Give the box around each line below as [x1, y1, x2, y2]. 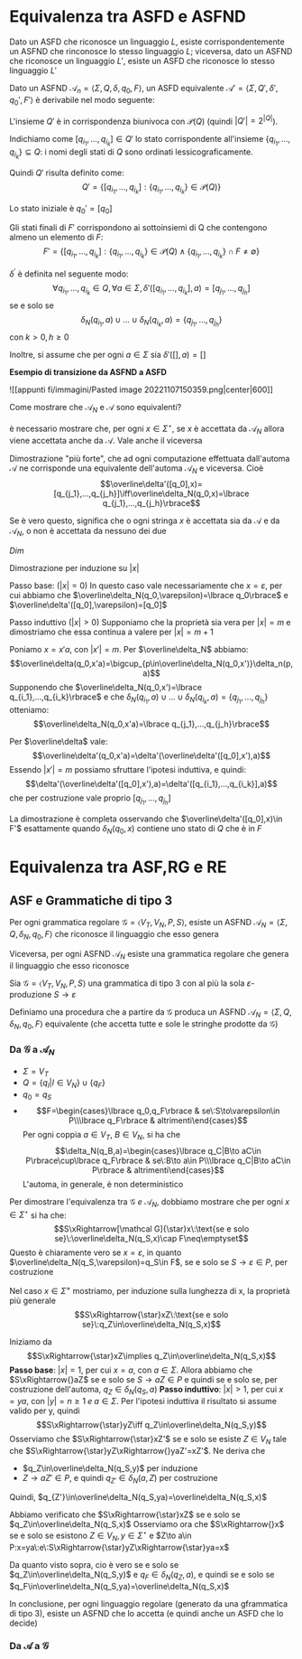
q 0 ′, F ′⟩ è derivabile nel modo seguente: [9, 94, 155, 108]
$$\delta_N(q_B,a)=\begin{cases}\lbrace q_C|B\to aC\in [54, 1145, 261, 1156]
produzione [9, 989, 52, 1000]
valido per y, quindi [9, 1405, 80, 1416]
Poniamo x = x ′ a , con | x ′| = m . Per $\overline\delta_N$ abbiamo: [9, 644, 249, 655]
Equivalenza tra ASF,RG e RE [9, 857, 227, 877]
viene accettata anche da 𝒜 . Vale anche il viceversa [9, 435, 203, 445]
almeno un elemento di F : [9, 232, 104, 243]
